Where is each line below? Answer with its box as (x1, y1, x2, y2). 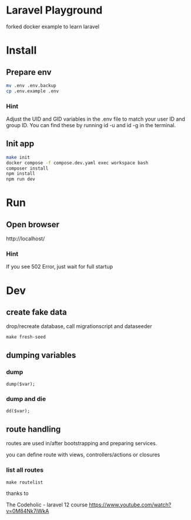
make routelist (6, 479, 43, 485)
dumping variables (6, 350, 76, 360)
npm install (6, 171, 35, 177)
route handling (6, 424, 61, 434)
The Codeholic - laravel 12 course (6, 501, 88, 508)
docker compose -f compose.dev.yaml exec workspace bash (6, 160, 149, 165)
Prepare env (6, 67, 52, 77)
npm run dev (6, 176, 35, 183)
